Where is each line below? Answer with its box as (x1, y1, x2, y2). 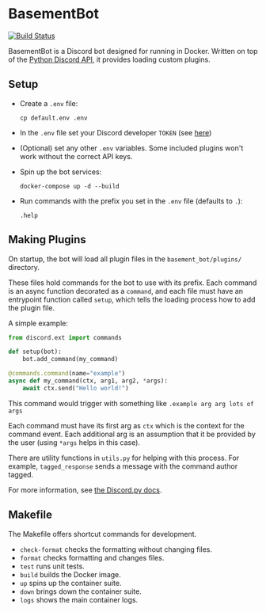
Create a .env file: (19, 98, 78, 108)
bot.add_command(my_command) (22, 355, 119, 363)
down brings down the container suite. (19, 587, 142, 596)
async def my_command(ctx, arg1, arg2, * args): (8, 377, 169, 385)
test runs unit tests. (19, 561, 85, 571)
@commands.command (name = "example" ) (8, 370, 126, 378)
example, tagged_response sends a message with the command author (8, 461, 238, 471)
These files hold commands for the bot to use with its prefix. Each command (8, 278, 257, 287)
